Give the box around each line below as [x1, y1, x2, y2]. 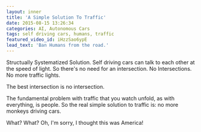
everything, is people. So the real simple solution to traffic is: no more [6, 101, 179, 108]
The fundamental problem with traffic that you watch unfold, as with [6, 94, 175, 102]
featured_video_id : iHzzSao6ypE [6, 37, 87, 43]
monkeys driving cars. [6, 107, 61, 115]
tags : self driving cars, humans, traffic [6, 31, 114, 37]
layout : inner [6, 8, 42, 15]
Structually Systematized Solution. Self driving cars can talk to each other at [6, 58, 195, 66]
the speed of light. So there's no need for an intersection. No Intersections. [6, 65, 192, 72]
